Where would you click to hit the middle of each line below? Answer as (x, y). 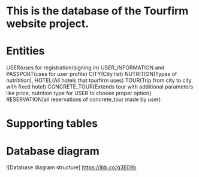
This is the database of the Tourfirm (97, 11)
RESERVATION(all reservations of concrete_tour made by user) (84, 99)
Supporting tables (52, 123)
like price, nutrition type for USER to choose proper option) (79, 93)
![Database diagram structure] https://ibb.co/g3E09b (71, 167)
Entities (25, 51)
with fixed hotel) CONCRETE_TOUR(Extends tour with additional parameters (100, 87)
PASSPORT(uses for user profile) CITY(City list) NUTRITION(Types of (92, 74)
